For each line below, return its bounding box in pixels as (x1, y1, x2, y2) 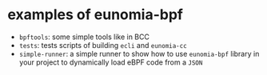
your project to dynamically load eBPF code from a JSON (18, 57, 203, 67)
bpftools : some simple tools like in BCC (18, 32, 149, 41)
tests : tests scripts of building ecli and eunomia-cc (18, 40, 187, 49)
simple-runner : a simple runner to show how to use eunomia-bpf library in (18, 49, 260, 58)
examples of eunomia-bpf (7, 6, 183, 24)
